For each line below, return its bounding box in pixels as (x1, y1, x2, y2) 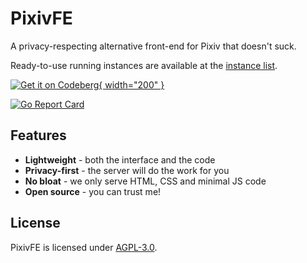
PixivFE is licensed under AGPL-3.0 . (10, 241, 158, 253)
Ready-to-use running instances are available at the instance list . (10, 59, 278, 71)
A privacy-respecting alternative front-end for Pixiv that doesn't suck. (10, 40, 297, 52)
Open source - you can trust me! (24, 185, 162, 197)
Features (10, 127, 67, 144)
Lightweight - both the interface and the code (24, 153, 216, 166)
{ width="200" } (98, 78, 165, 91)
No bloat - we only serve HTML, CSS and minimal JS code (24, 175, 267, 187)
